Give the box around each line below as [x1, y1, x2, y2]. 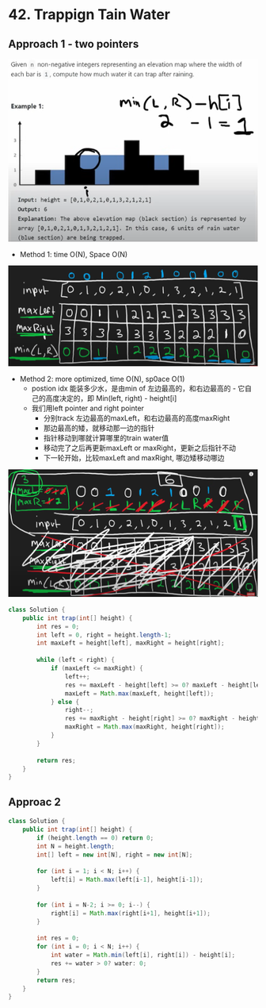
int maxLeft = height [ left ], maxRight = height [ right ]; [36, 639, 225, 648]
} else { [50, 698, 80, 706]
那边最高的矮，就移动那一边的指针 [43, 423, 155, 433]
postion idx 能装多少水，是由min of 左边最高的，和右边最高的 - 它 [31, 383, 245, 393]
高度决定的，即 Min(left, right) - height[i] [45, 393, 177, 402]
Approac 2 [8, 795, 62, 809]
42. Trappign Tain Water [8, 6, 171, 24]
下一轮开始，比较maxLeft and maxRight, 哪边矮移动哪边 [43, 452, 225, 462]
